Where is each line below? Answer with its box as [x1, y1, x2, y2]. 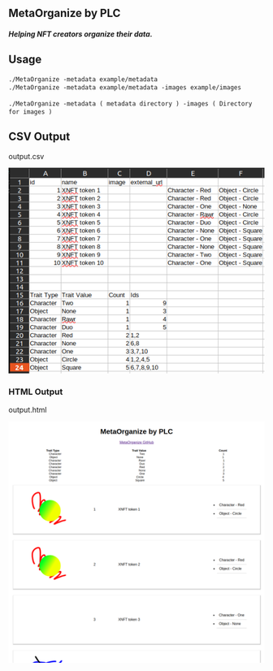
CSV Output [8, 130, 71, 144]
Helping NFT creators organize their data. [8, 28, 153, 39]
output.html [8, 405, 47, 414]
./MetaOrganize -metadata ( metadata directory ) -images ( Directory [8, 99, 253, 108]
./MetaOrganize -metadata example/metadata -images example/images [8, 83, 242, 92]
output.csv [8, 151, 45, 161]
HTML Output [8, 386, 63, 397]
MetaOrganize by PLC [8, 6, 121, 20]
